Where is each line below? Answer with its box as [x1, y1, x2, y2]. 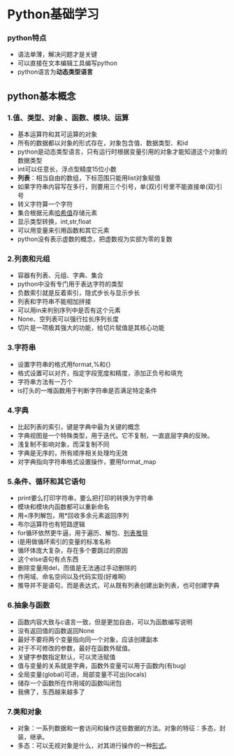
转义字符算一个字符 [17, 200, 73, 208]
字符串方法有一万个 [17, 377, 73, 386]
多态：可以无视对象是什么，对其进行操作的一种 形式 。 [17, 741, 171, 750]
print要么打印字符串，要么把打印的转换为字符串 [17, 494, 154, 502]
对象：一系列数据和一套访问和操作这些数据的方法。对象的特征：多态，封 [17, 724, 226, 732]
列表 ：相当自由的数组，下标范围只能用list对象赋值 [17, 174, 161, 182]
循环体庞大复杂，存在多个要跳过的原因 [17, 546, 128, 555]
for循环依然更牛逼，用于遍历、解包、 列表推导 [17, 529, 149, 537]
